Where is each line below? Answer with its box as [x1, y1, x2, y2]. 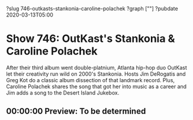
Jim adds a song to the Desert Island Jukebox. [6, 89, 120, 96]
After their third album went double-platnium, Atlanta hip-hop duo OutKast [6, 64, 188, 71]
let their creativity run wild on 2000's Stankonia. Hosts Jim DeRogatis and [6, 70, 186, 77]
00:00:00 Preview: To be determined [6, 106, 146, 116]
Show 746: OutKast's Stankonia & [6, 32, 175, 46]
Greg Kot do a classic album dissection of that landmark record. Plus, [6, 76, 175, 83]
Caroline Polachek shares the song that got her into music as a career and [6, 83, 187, 90]
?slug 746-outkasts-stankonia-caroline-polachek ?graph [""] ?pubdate [6, 5, 179, 12]
